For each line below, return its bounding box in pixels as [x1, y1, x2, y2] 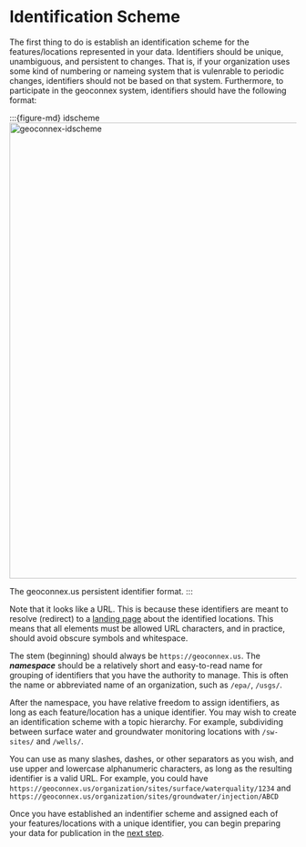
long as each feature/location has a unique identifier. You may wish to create [9, 707, 297, 718]
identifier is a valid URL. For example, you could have [9, 772, 209, 783]
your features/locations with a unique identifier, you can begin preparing [9, 818, 280, 829]
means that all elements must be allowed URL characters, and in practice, [9, 623, 285, 634]
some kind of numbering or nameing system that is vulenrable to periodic [9, 66, 285, 77]
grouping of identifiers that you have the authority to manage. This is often [9, 669, 289, 680]
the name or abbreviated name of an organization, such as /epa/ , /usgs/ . [9, 679, 282, 690]
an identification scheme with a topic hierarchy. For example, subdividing [9, 716, 284, 727]
